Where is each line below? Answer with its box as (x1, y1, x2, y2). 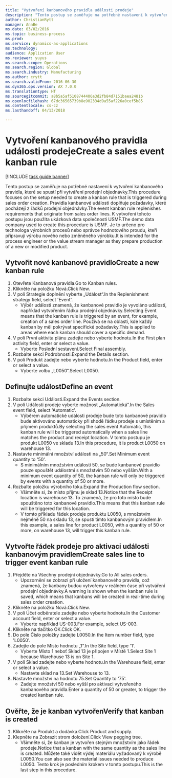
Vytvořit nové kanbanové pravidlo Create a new (5, 258, 159, 267)
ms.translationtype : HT (5, 88, 56, 94)
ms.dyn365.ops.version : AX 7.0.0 (5, 84, 77, 89)
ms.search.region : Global (5, 65, 60, 70)
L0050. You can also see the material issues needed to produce (20, 756, 154, 762)
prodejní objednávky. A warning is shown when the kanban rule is (20, 588, 158, 594)
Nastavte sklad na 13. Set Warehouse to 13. (20, 670, 110, 676)
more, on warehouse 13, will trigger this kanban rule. (20, 527, 131, 533)
